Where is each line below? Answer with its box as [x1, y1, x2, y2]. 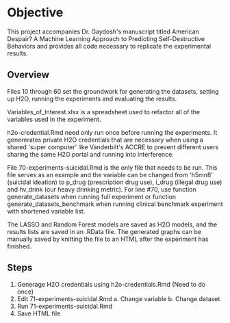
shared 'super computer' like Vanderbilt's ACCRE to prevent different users [7, 142, 219, 151]
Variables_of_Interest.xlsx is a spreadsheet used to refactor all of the [7, 107, 201, 116]
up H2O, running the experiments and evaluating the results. [7, 94, 177, 103]
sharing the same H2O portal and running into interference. [7, 150, 175, 158]
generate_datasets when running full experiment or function [7, 192, 177, 201]
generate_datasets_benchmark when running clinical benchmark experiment [7, 200, 223, 208]
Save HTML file [16, 309, 61, 318]
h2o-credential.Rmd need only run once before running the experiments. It [7, 128, 218, 136]
